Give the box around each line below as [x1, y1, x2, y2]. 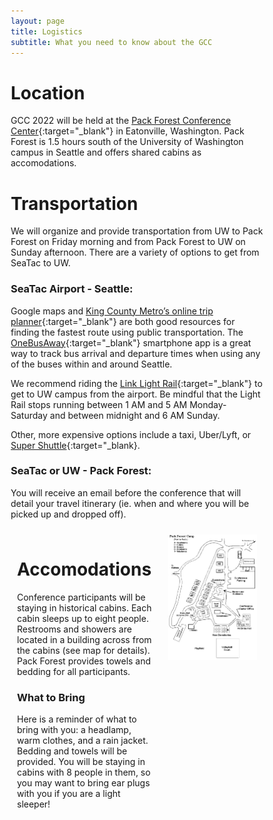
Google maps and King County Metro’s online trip [10, 305, 214, 317]
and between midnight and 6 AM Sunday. [49, 409, 221, 421]
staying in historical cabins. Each [17, 601, 152, 614]
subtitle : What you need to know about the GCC [10, 37, 213, 47]
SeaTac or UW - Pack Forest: [10, 464, 152, 478]
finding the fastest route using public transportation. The [10, 326, 244, 338]
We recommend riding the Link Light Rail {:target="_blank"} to [10, 377, 263, 389]
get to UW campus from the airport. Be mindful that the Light [10, 388, 261, 400]
